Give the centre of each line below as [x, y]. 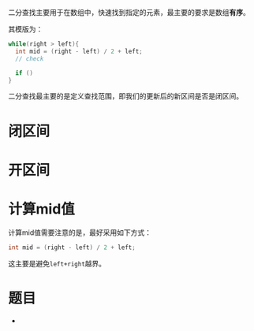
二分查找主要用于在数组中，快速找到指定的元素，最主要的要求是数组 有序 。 [129, 12]
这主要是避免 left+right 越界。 [57, 263]
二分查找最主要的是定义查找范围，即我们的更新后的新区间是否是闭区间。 [125, 96]
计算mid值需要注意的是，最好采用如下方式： [80, 232]
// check [30, 58]
